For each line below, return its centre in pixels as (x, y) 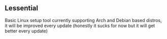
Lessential (22, 8)
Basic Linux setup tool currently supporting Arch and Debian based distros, (83, 20)
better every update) (26, 31)
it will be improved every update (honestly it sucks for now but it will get (80, 25)
